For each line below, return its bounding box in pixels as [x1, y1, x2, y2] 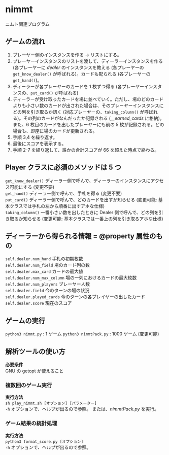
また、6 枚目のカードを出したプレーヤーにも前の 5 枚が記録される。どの [12, 121, 164, 127]
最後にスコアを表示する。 [12, 141, 66, 147]
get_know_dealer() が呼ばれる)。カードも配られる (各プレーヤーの [12, 71, 151, 77]
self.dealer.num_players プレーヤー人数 [5, 281, 90, 287]
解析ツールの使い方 [5, 347, 65, 356]
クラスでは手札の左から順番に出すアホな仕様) [9, 203, 105, 209]
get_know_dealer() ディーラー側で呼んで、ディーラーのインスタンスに [5, 178, 151, 184]
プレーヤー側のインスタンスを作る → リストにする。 [12, 52, 122, 58]
